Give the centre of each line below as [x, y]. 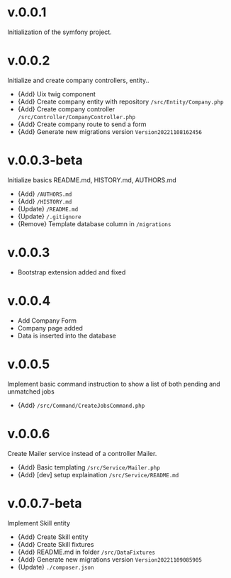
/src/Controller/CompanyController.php [77, 117]
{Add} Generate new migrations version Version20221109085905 [109, 559]
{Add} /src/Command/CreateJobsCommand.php [81, 405]
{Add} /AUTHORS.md [45, 194]
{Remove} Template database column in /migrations [94, 223]
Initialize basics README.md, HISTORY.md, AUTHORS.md [92, 180]
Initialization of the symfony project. [60, 32]
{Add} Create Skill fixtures [56, 544]
